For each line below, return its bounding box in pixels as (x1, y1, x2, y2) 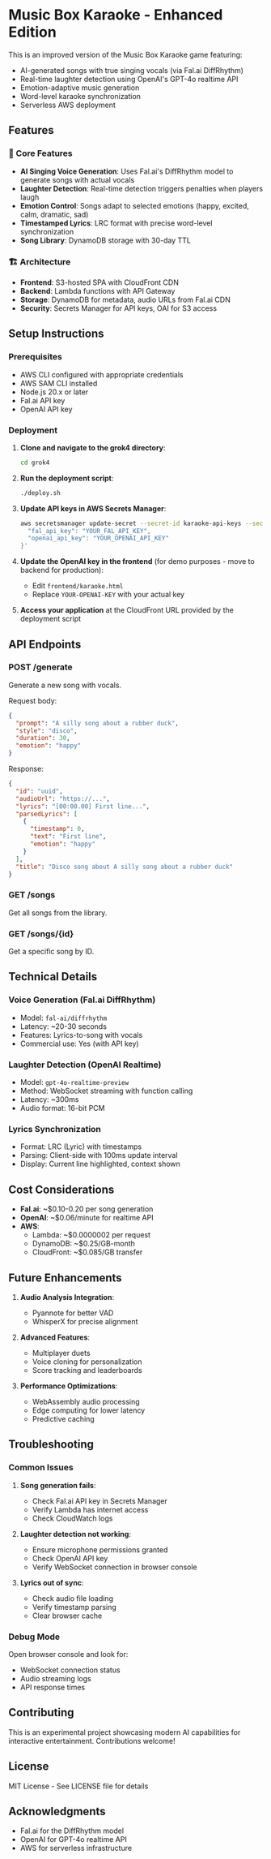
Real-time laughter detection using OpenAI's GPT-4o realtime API (19, 74, 239, 84)
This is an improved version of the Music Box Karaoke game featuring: (8, 49, 243, 59)
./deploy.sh (19, 488, 61, 497)
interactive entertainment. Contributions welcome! (8, 1736, 176, 1745)
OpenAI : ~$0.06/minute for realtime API (19, 1213, 154, 1223)
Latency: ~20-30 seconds (19, 1021, 108, 1031)
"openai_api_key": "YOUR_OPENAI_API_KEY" (28, 534, 170, 543)
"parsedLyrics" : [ (15, 810, 78, 818)
